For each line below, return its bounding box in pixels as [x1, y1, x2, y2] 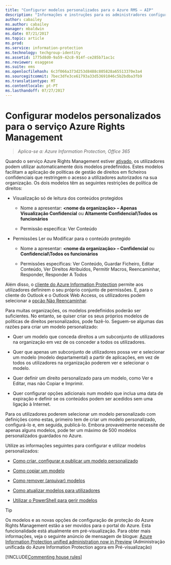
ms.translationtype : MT [5, 78, 56, 84]
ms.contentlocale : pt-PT [5, 83, 58, 88]
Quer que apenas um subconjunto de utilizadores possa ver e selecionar [12, 349, 165, 355]
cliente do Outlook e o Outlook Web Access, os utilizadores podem [5, 292, 146, 299]
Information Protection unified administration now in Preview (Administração [5, 539, 165, 545]
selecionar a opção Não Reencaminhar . [5, 298, 88, 304]
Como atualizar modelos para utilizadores [12, 488, 100, 494]
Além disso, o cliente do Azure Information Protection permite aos [5, 281, 144, 288]
